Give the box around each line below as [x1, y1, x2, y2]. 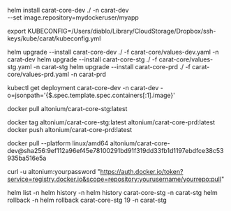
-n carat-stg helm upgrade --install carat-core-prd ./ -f [33, 63, 191, 71]
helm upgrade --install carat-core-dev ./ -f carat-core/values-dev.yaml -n [7, 48, 219, 56]
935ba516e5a [7, 154, 47, 162]
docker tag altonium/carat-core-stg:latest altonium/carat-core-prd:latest [7, 118, 215, 126]
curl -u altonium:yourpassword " [7, 168, 101, 175]
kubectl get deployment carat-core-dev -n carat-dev [7, 84, 159, 92]
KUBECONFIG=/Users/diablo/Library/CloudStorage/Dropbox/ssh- [27, 27, 216, 35]
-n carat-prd [70, 70, 107, 78]
